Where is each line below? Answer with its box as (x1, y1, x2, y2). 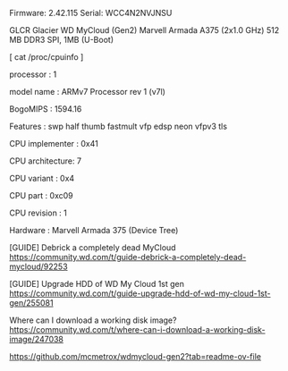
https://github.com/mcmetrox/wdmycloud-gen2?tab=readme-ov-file (9, 351, 262, 361)
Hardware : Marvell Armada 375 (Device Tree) (9, 225, 179, 235)
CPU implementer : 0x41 (9, 139, 98, 148)
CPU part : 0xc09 (9, 190, 73, 200)
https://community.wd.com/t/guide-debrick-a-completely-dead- (9, 252, 247, 262)
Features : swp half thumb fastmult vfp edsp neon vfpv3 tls (9, 121, 228, 131)
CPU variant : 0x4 (9, 173, 75, 183)
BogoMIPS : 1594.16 (9, 104, 82, 114)
